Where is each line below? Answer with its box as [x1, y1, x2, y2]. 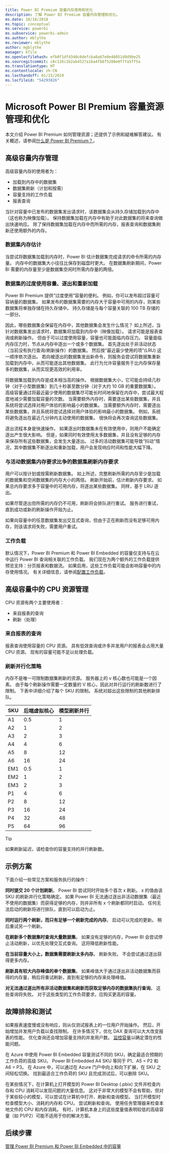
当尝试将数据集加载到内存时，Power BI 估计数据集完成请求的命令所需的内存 [5, 253, 162, 260]
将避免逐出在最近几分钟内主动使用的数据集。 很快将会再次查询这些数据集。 [5, 415, 161, 421]
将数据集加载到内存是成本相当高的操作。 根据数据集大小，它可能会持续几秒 [5, 377, 161, 383]
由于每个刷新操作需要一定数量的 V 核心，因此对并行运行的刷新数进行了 [15, 681, 162, 687]
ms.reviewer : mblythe [5, 40, 51, 45]
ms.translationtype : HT [5, 64, 55, 69]
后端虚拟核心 [23, 707, 54, 714]
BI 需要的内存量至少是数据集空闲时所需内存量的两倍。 [5, 266, 117, 272]
